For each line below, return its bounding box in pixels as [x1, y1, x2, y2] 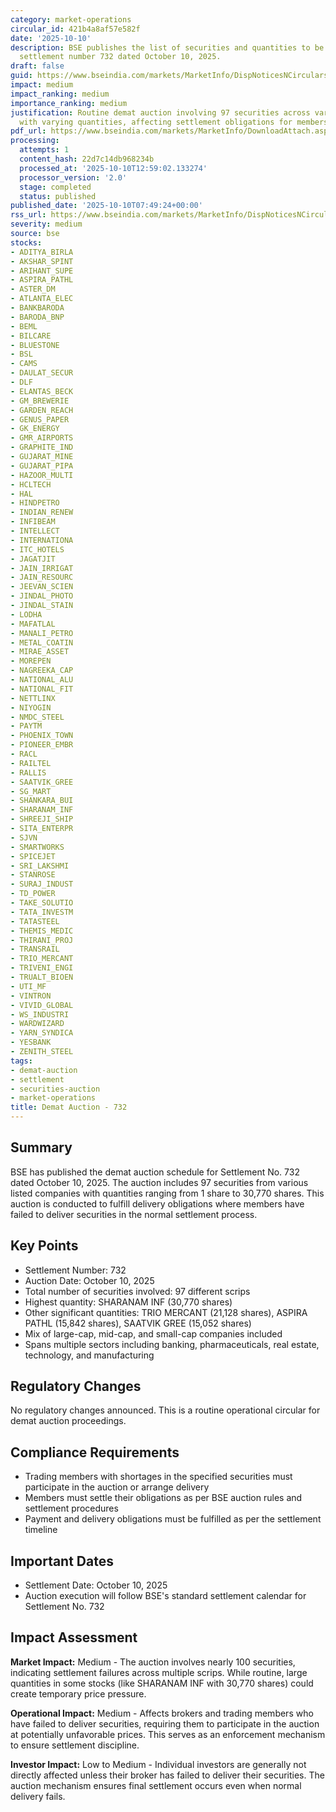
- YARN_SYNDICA [10, 1028, 74, 1038]
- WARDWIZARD [10, 1019, 65, 1029]
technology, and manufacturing [24, 1349, 155, 1361]
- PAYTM [10, 721, 43, 731]
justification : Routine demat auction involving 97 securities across [10, 107, 311, 118]
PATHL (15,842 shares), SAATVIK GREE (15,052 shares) [24, 1317, 252, 1329]
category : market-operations [10, 14, 132, 25]
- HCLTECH [10, 479, 52, 490]
